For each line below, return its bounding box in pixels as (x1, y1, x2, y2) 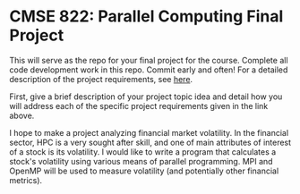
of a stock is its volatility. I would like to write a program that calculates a (9, 146, 277, 157)
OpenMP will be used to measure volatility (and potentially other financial (9, 165, 279, 176)
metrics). (9, 174, 43, 185)
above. (9, 110, 35, 121)
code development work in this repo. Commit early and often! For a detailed (9, 64, 288, 75)
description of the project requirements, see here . (9, 73, 193, 84)
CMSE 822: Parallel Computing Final (9, 6, 284, 27)
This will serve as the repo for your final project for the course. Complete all (9, 55, 288, 65)
